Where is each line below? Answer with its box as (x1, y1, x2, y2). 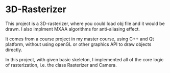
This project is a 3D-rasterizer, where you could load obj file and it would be (5, 20, 165, 27)
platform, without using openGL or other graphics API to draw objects (5, 41, 152, 47)
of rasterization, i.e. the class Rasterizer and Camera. (5, 62, 117, 68)
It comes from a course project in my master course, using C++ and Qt (5, 36, 154, 42)
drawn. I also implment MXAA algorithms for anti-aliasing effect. (5, 26, 140, 32)
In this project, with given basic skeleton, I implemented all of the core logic (5, 56, 164, 62)
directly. (5, 46, 22, 53)
